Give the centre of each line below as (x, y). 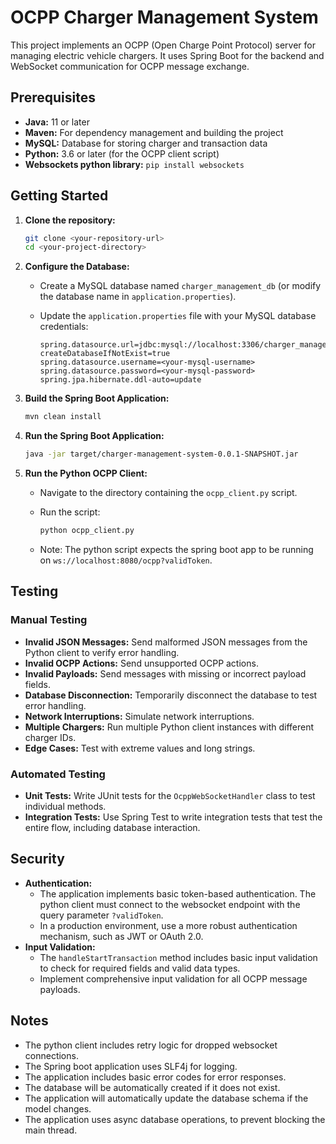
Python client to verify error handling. (102, 652)
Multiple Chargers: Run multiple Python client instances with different (169, 727)
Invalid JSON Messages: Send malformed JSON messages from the (166, 642)
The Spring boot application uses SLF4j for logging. (131, 1066)
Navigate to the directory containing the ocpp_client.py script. (168, 493)
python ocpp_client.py (87, 531)
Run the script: (70, 512)
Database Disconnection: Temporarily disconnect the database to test (171, 695)
